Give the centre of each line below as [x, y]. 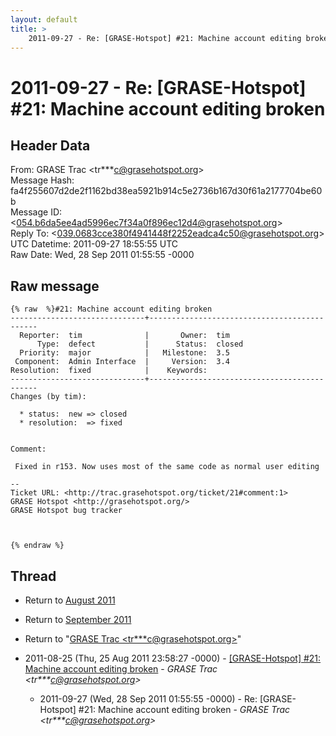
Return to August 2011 [70, 600]
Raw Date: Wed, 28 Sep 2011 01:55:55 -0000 [102, 255]
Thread [33, 576]
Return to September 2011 [78, 619]
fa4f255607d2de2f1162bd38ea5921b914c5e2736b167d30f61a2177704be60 [166, 191]
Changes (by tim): [48, 397]
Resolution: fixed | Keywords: [109, 371]
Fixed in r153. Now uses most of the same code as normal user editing [167, 467]
